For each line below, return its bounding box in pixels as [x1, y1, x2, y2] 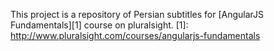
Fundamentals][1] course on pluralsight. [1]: [10, 19, 189, 31]
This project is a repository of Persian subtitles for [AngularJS [10, 9, 265, 20]
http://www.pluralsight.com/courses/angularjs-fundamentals [10, 30, 261, 41]
